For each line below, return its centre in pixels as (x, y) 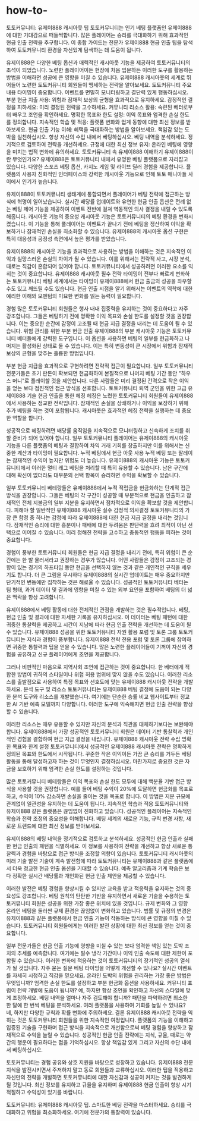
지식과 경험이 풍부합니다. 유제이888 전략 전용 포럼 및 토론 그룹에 (101, 639)
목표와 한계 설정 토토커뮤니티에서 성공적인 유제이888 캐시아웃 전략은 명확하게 (102, 746)
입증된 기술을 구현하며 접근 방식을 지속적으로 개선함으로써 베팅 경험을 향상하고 (97, 1027)
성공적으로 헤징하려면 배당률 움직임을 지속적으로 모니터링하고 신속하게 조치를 (95, 430)
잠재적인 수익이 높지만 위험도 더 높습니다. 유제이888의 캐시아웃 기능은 (93, 460)
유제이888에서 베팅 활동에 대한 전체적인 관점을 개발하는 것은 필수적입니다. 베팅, (98, 610)
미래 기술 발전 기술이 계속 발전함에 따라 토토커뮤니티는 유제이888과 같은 (89, 861)
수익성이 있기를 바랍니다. (55, 1092)
